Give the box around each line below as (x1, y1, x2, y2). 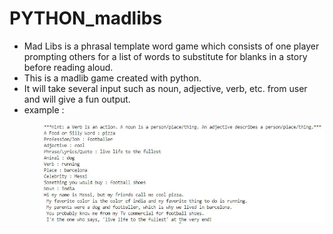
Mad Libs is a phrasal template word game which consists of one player (23, 40, 320, 52)
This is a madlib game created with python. (23, 72, 202, 84)
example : (23, 103, 65, 116)
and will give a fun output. (23, 93, 131, 105)
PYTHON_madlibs (9, 7, 163, 30)
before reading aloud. (23, 61, 114, 73)
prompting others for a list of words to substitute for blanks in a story (23, 50, 308, 62)
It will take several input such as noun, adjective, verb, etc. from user (23, 82, 308, 94)
